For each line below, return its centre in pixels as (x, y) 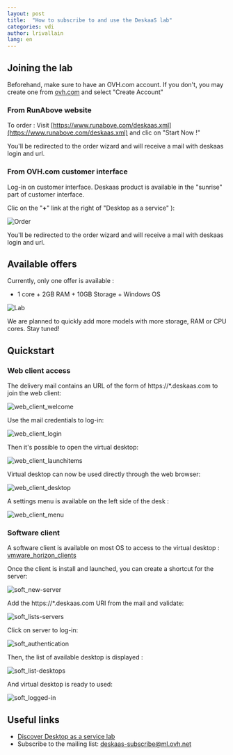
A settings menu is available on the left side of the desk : (88, 501)
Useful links (34, 720)
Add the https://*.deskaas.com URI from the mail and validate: (96, 603)
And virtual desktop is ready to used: (60, 685)
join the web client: (34, 393)
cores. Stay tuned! (33, 329)
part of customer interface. (46, 194)
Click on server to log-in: (43, 630)
